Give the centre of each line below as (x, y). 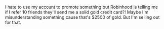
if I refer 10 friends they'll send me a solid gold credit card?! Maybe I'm (77, 12)
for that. (13, 22)
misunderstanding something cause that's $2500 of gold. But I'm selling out (82, 17)
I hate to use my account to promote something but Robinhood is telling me (82, 7)
